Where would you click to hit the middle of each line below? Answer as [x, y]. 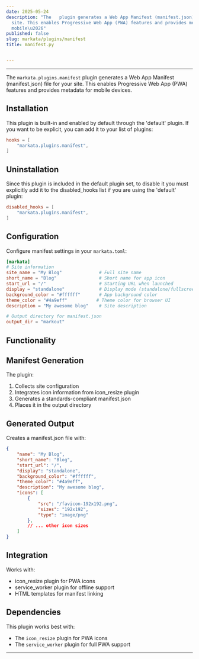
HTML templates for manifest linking [59, 593]
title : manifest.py [30, 45]
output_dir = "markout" [36, 322]
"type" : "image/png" [63, 515]
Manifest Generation [45, 360]
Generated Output [40, 424]
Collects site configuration [47, 386]
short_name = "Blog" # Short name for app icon [86, 278]
